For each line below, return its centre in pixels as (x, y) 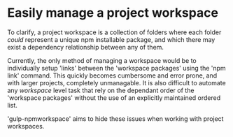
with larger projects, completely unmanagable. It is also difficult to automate (116, 82)
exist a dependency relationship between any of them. (86, 47)
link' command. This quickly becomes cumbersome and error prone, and (112, 75)
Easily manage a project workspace (113, 13)
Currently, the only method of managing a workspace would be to (102, 60)
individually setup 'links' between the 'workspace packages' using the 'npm (116, 68)
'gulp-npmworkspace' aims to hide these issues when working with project (115, 118)
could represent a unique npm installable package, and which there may (111, 39)
